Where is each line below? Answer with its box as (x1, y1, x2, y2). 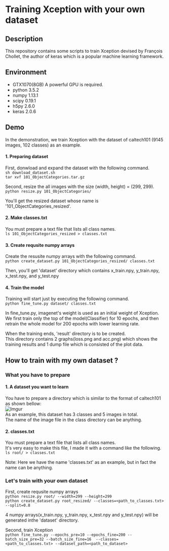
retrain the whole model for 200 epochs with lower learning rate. (5, 321, 140, 327)
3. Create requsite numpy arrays (5, 242, 75, 248)
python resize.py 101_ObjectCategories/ (5, 189, 92, 194)
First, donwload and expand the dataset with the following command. (5, 165, 150, 171)
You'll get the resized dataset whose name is (5, 198, 99, 204)
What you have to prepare (5, 371, 70, 378)
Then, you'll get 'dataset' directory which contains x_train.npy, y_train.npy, (5, 268, 160, 274)
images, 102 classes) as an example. (5, 142, 82, 148)
